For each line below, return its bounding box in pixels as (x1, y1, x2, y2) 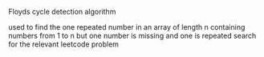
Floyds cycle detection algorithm (8, 7, 116, 16)
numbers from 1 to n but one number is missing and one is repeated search (8, 31, 257, 40)
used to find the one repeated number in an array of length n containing (8, 22, 246, 31)
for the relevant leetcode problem (8, 39, 119, 49)
